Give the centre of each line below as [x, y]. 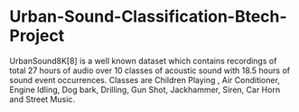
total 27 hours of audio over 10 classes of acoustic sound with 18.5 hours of [150, 70]
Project [37, 36]
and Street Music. [42, 99]
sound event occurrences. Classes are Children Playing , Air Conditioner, [145, 79]
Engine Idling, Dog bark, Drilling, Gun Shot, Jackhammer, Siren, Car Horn [145, 89]
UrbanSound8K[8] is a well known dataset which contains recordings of [143, 61]
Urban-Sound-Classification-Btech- [148, 17]
